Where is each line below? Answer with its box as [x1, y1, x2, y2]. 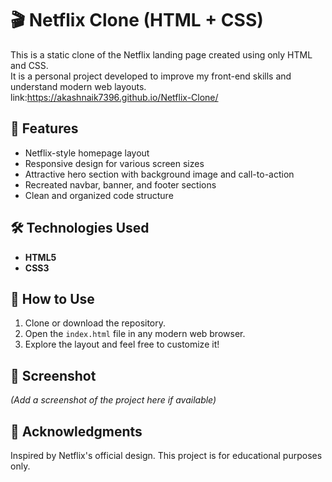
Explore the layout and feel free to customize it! [24, 338, 220, 351]
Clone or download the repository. [24, 317, 167, 329]
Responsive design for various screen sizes [24, 157, 205, 169]
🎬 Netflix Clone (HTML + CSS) [10, 9, 264, 32]
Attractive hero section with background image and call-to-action [24, 168, 295, 180]
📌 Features [10, 120, 79, 137]
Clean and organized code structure [24, 189, 174, 201]
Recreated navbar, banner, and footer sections [24, 178, 217, 191]
